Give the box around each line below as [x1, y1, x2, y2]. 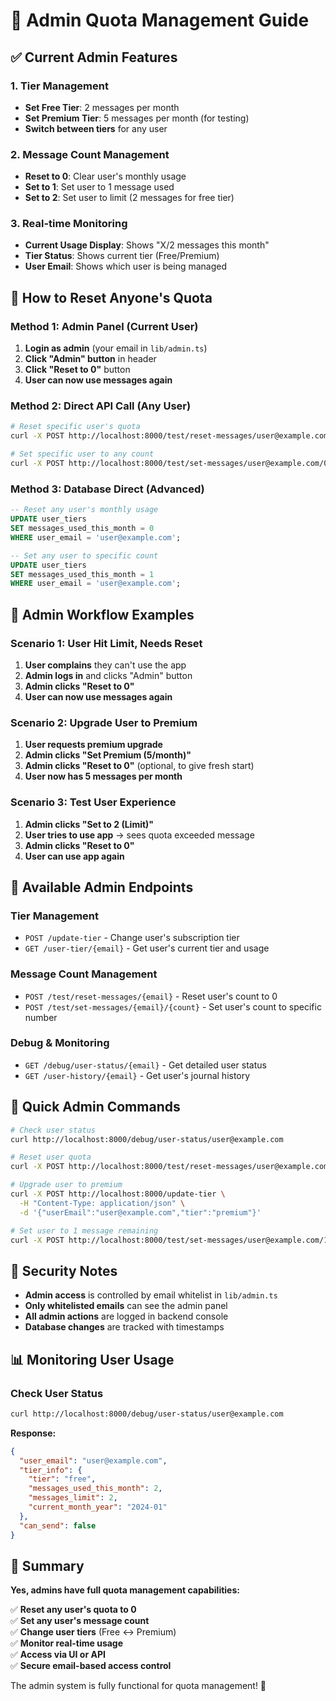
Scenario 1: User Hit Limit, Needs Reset [10, 636, 203, 650]
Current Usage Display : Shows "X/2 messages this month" [24, 239, 270, 251]
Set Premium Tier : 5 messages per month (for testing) [24, 112, 250, 124]
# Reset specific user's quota [10, 422, 141, 432]
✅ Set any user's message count [10, 1615, 150, 1627]
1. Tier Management [10, 79, 109, 93]
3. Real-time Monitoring [10, 217, 128, 231]
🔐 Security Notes [10, 1262, 118, 1279]
